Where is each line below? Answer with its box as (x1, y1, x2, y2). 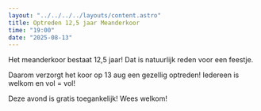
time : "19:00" (8, 26, 56, 34)
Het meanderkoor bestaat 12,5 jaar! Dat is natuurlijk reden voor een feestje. (8, 55, 254, 65)
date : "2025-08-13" (8, 33, 73, 42)
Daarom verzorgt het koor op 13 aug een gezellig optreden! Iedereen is (8, 70, 240, 80)
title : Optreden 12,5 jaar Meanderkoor (8, 19, 140, 27)
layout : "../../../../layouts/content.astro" (8, 11, 161, 20)
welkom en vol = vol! (8, 79, 76, 88)
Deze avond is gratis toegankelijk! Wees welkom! (8, 94, 168, 103)
